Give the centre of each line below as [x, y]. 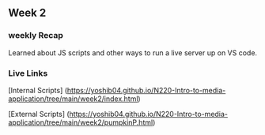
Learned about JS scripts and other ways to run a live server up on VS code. [133, 52]
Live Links [28, 73]
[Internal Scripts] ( [38, 90]
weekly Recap [36, 36]
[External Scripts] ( [39, 114]
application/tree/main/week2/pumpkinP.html [81, 122]
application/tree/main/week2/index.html [73, 99]
